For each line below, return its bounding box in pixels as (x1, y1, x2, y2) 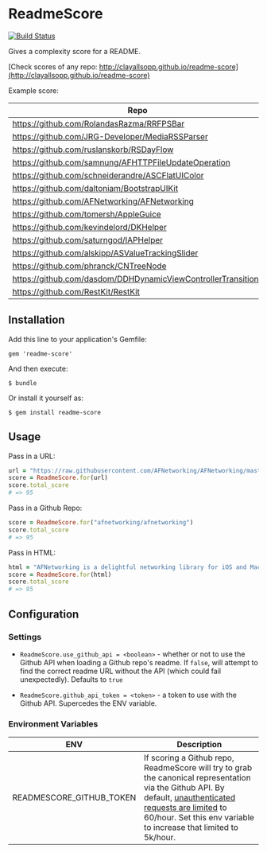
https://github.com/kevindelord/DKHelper (12, 221, 167, 232)
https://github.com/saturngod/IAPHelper (12, 234, 164, 245)
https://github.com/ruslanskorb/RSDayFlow (12, 144, 174, 155)
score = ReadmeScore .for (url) (8, 474, 109, 482)
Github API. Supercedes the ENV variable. (19, 698, 157, 708)
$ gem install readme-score (8, 408, 102, 416)
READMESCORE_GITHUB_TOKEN (12, 793, 137, 804)
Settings (8, 631, 42, 642)
